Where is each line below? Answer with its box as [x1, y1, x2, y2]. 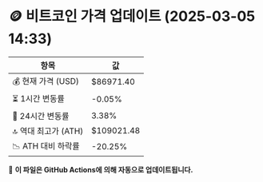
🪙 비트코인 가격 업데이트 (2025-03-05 [8, 7, 256, 26]
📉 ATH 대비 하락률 [12, 140, 80, 152]
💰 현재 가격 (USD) [12, 75, 80, 86]
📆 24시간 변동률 [12, 110, 70, 121]
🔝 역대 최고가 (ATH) [12, 125, 84, 136]
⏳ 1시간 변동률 [12, 93, 66, 104]
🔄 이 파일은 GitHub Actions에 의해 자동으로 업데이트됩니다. [8, 164, 193, 174]
